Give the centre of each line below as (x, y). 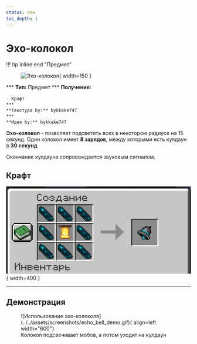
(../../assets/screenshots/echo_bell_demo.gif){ (77, 322)
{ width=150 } (75, 76)
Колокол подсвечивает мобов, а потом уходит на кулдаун (94, 335)
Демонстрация (36, 302)
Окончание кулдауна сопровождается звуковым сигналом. (81, 157)
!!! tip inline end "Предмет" (39, 65)
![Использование (42, 316)
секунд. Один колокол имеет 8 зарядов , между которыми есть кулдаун (96, 139)
